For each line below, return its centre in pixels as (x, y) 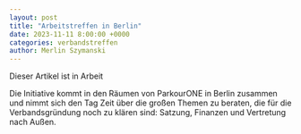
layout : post (34, 17)
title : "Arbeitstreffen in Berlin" (76, 26)
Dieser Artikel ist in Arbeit (56, 76)
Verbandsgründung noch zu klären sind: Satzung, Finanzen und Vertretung (148, 113)
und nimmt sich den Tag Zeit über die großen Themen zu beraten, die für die (150, 103)
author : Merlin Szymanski (57, 51)
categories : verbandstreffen (64, 42)
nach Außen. (33, 122)
